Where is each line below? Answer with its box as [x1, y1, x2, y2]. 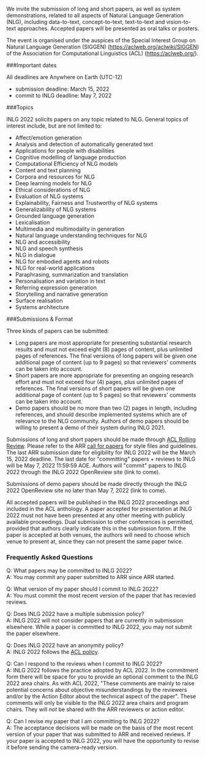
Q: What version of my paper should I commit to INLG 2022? [6, 585, 158, 593]
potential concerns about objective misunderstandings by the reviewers [6, 686, 187, 694]
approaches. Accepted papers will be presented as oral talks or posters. [17, 25, 199, 32]
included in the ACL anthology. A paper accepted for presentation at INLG [6, 505, 192, 512]
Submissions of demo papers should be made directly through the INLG [6, 480, 187, 487]
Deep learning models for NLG [15, 180, 92, 186]
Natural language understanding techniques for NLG [15, 232, 147, 239]
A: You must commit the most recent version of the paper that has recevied [6, 592, 196, 599]
